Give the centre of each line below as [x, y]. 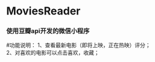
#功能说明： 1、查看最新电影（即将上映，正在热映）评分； [78, 45]
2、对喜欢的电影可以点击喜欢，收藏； [53, 53]
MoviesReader [43, 11]
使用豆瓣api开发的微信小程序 [48, 31]
